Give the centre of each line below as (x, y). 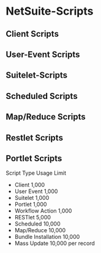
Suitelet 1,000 (32, 198)
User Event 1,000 (36, 191)
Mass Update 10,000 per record (55, 243)
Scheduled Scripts (42, 96)
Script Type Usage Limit (36, 173)
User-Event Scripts (43, 54)
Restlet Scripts (35, 138)
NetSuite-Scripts (50, 11)
